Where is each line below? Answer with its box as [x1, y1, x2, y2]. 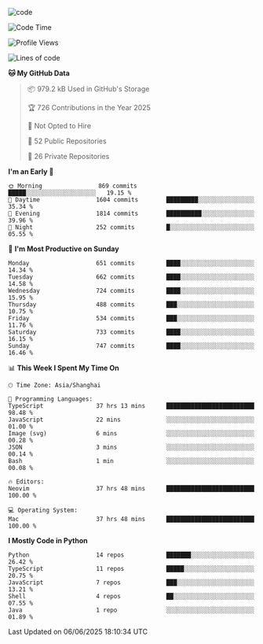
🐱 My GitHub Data [8, 68, 71, 78]
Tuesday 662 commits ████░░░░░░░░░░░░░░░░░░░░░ [8, 273, 255, 281]
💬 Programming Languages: [8, 395, 93, 403]
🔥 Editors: [8, 478, 45, 486]
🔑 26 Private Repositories [27, 152, 110, 161]
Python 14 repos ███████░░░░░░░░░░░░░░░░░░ [8, 551, 255, 559]
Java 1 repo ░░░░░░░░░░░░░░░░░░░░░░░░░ [8, 606, 255, 614]
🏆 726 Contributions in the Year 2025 [27, 103, 151, 112]
